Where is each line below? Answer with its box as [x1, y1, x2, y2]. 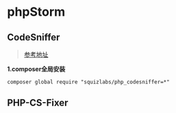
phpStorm [7, 4, 66, 20]
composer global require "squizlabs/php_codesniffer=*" [7, 79, 170, 86]
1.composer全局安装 [7, 65, 66, 73]
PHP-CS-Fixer [7, 97, 68, 109]
